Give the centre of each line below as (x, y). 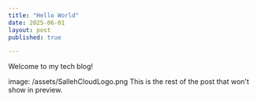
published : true (35, 37)
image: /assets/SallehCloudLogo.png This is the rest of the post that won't (129, 82)
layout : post (30, 30)
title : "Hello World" (44, 15)
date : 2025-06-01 (37, 23)
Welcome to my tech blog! (50, 67)
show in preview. (35, 90)
